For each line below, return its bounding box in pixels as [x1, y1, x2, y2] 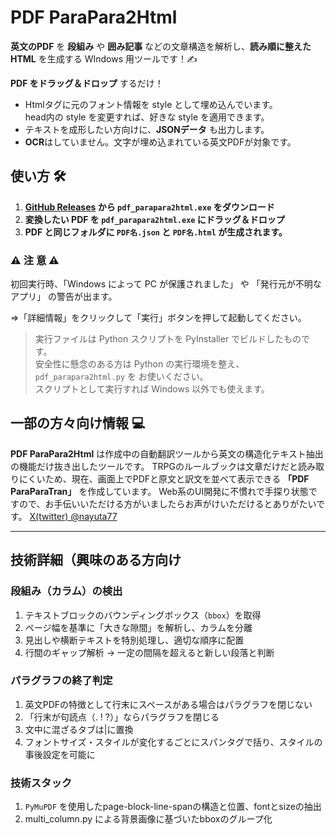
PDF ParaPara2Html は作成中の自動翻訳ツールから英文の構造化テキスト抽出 [10, 447, 324, 460]
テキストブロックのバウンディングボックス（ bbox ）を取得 [24, 609, 262, 621]
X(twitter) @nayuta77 [29, 510, 118, 522]
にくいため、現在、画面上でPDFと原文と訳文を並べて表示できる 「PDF [18, 472, 310, 485]
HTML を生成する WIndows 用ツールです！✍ [10, 52, 198, 65]
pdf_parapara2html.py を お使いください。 [34, 371, 209, 383]
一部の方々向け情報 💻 [10, 415, 146, 432]
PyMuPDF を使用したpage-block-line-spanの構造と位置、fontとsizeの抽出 [24, 801, 322, 813]
